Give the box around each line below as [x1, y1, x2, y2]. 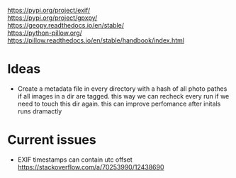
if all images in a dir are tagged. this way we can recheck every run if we [17, 91, 230, 100]
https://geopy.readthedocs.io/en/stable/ [7, 21, 125, 29]
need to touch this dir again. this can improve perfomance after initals [17, 99, 221, 108]
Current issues [7, 132, 97, 148]
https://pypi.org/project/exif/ [7, 6, 91, 14]
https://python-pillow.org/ [7, 28, 83, 37]
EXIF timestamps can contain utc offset [17, 155, 133, 164]
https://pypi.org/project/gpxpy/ [7, 13, 98, 22]
